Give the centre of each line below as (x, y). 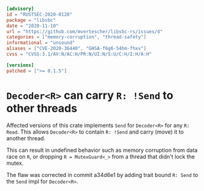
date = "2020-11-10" (33, 26)
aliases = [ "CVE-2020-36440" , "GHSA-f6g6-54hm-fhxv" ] (77, 49)
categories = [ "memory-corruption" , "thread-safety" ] (77, 37)
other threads (42, 108)
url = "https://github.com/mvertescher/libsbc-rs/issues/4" (85, 31)
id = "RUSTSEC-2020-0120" (39, 14)
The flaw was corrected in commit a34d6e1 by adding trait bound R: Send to (102, 175)
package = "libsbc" (31, 20)
